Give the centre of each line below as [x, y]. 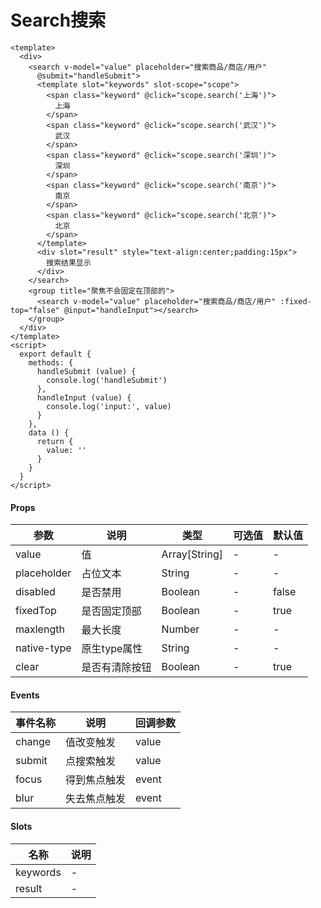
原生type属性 [112, 649]
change [33, 742]
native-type [43, 648]
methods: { [51, 362]
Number [180, 629]
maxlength [40, 629]
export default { [55, 354]
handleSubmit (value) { [86, 371]
